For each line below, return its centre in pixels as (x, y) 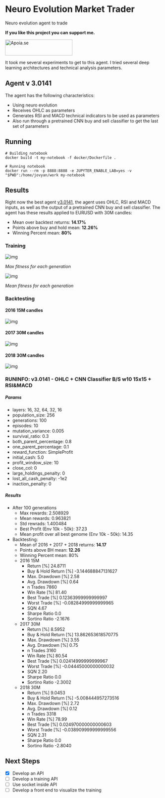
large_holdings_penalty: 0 (39, 473)
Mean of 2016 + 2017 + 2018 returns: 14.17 (63, 545)
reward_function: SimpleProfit (43, 452)
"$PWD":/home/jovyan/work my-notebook (45, 175)
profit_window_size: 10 (35, 463)
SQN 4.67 (37, 608)
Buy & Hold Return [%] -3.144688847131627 (72, 571)
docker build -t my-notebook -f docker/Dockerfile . (61, 158)
